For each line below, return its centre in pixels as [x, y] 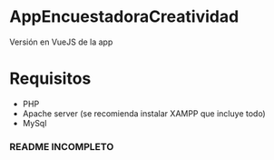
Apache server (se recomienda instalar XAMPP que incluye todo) [144, 113]
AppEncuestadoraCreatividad [124, 17]
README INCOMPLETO [62, 146]
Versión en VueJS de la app [61, 42]
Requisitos [50, 79]
